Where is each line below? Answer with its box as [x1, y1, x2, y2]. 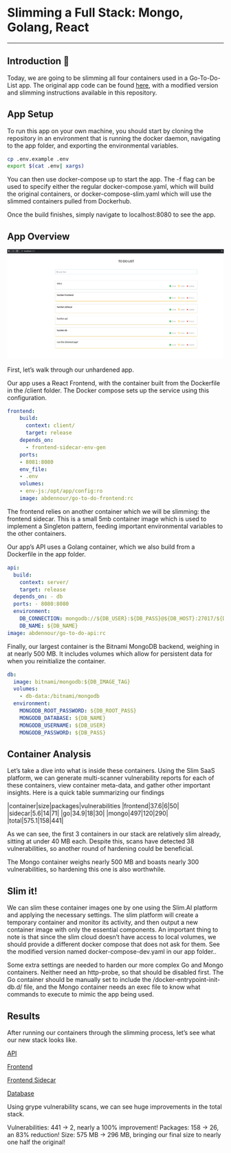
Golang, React [7, 19, 89, 35]
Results [7, 1010, 41, 1022]
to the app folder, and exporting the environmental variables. [7, 141, 179, 150]
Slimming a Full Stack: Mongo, [7, 5, 184, 21]
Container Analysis [7, 748, 91, 760]
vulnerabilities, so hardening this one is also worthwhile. [7, 865, 166, 874]
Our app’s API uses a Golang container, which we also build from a [7, 543, 195, 551]
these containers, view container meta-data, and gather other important [7, 781, 211, 790]
